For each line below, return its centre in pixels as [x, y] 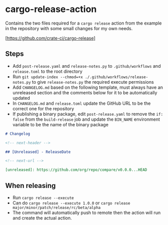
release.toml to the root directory [48, 71]
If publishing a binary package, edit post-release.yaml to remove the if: [88, 114]
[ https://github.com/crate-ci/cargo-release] [50, 38]
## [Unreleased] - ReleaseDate [38, 152]
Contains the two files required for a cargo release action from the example [83, 23]
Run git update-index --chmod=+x [48, 77]
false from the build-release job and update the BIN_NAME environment [86, 119]
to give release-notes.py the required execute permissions [93, 82]
